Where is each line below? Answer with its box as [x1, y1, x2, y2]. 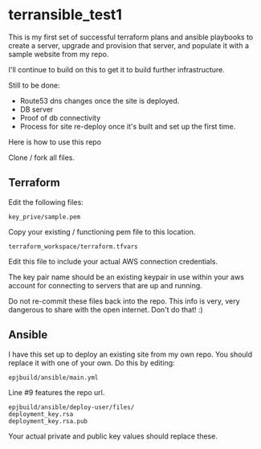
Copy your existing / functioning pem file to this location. [8, 227, 196, 236]
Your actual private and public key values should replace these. [8, 431, 218, 441]
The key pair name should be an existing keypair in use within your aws [8, 271, 245, 282]
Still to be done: [8, 80, 60, 90]
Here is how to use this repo [8, 137, 102, 146]
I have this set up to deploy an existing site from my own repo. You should [8, 349, 253, 359]
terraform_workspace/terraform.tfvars [8, 243, 138, 251]
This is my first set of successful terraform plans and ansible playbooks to [8, 32, 254, 42]
